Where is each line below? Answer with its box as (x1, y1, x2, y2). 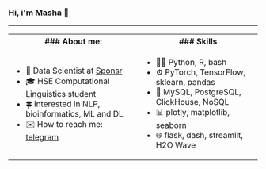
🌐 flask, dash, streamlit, (155, 130, 244, 141)
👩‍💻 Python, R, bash (155, 57, 227, 68)
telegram (25, 131, 59, 142)
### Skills (178, 36, 218, 47)
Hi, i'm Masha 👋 (8, 7, 70, 18)
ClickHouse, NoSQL (155, 97, 230, 108)
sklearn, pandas (155, 77, 215, 88)
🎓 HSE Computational (25, 75, 110, 86)
